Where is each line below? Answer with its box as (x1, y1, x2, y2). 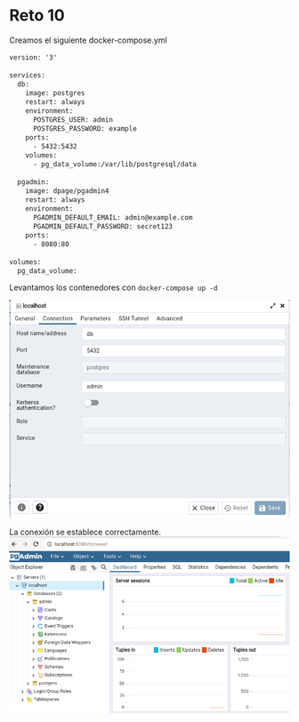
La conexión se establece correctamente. (9, 526, 162, 537)
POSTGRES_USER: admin (32, 115, 114, 124)
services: (9, 70, 46, 80)
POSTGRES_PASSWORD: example (32, 124, 138, 133)
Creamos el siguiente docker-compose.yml (9, 35, 167, 45)
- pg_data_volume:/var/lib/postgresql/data (32, 159, 198, 169)
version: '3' (9, 52, 58, 62)
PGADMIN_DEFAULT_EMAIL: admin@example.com (32, 213, 193, 222)
